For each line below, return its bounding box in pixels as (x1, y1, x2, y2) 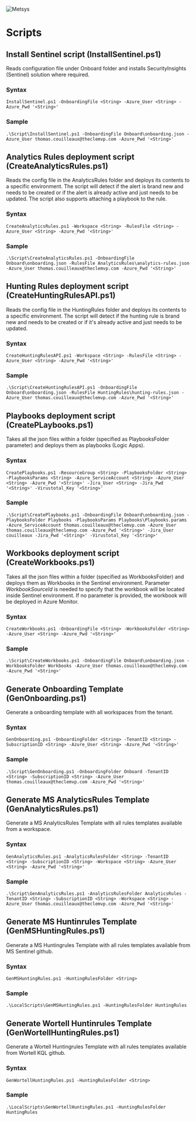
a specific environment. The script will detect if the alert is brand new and (6, 183, 184, 190)
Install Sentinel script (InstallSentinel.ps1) (6, 49, 161, 59)
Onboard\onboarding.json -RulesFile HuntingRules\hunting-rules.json (6, 390, 180, 396)
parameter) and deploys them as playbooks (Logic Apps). (6, 442, 145, 449)
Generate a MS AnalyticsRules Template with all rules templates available (6, 819, 183, 826)
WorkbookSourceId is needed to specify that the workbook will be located (6, 585, 185, 592)
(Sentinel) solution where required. (6, 71, 90, 78)
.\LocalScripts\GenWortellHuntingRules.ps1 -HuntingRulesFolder (6, 1104, 166, 1110)
